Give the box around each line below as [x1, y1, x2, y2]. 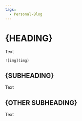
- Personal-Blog [9, 12, 42, 17]
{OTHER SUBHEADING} [5, 99, 78, 107]
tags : [5, 7, 16, 12]
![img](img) [5, 58, 29, 63]
